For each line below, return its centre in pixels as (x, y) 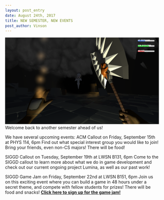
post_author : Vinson (26, 26)
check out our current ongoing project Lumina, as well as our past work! (78, 167)
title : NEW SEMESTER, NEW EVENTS (39, 20)
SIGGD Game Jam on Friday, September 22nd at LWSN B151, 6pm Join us (79, 177)
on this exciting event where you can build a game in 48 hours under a (76, 182)
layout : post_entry (25, 10)
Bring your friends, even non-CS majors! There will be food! (65, 147)
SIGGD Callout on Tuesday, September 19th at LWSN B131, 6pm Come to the (82, 157)
